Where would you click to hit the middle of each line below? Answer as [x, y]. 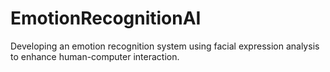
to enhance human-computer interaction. [95, 56]
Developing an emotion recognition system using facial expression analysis [165, 46]
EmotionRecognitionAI [106, 18]
